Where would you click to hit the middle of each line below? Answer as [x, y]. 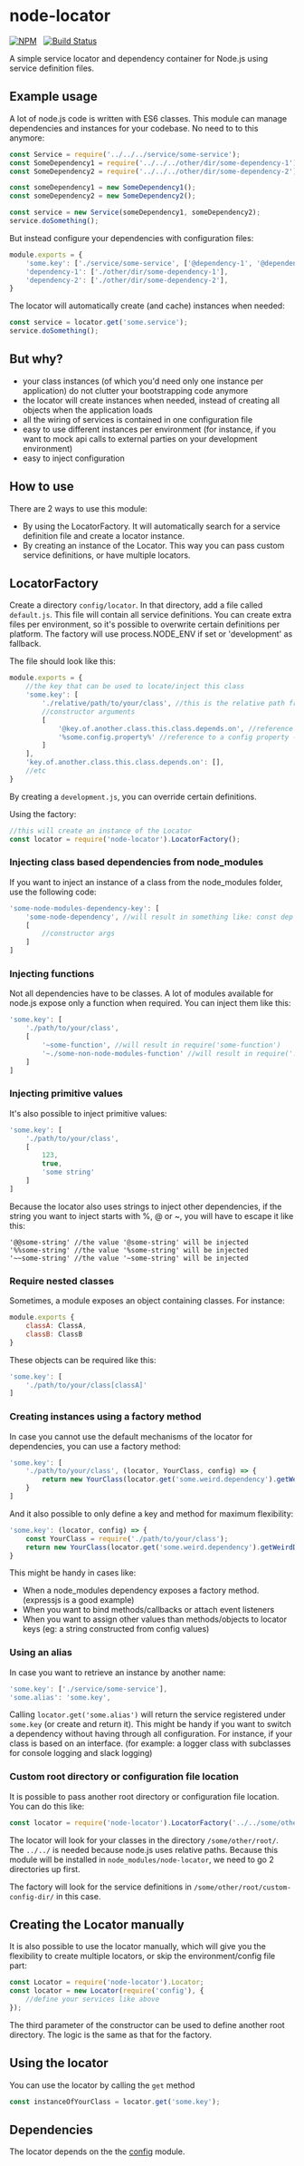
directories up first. [45, 1868]
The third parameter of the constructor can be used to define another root [147, 2025]
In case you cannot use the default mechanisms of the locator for [131, 1436]
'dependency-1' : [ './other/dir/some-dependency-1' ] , [127, 272]
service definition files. [52, 68]
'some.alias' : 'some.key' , [60, 1697]
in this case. [78, 1896]
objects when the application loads [88, 410]
